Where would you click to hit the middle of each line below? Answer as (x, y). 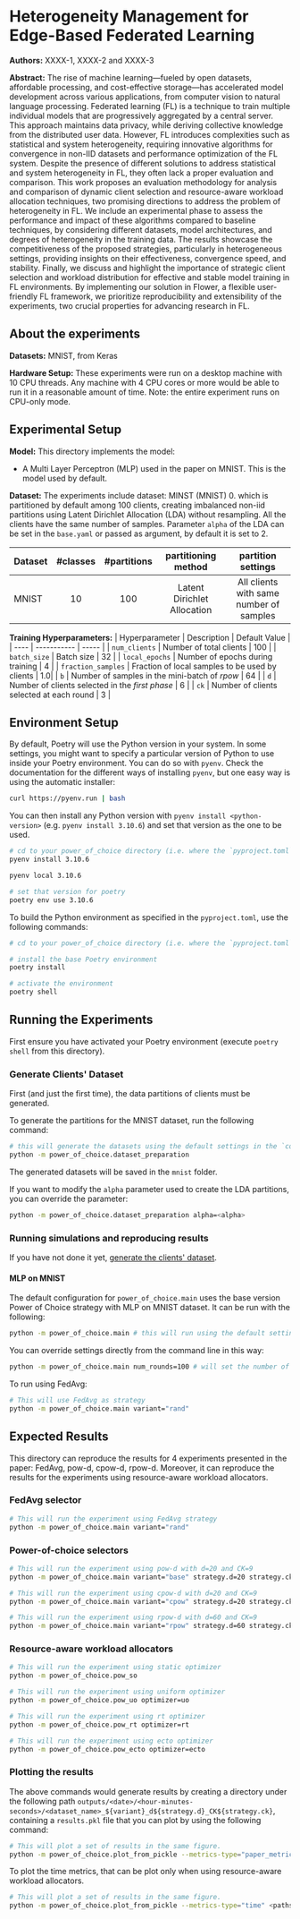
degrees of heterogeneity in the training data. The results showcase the (141, 239)
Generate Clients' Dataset (67, 1074)
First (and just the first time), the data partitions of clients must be (130, 1094)
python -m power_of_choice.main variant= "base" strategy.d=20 (127, 1577)
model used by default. (65, 478)
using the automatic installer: (62, 782)
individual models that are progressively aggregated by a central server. (142, 115)
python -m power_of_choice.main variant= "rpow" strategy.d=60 (127, 1626)
